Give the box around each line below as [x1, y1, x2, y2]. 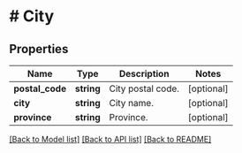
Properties [9, 42, 69, 57]
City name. [109, 97, 155, 109]
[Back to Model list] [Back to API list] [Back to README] [9, 134, 212, 144]
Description [118, 68, 170, 80]
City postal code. [109, 82, 179, 95]
